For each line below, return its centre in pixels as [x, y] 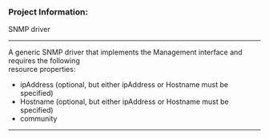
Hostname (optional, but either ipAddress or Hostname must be [124, 101]
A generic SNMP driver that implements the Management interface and [125, 52]
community [38, 119]
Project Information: [48, 12]
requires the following [44, 61]
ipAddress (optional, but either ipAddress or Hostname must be [124, 85]
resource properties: [42, 69]
